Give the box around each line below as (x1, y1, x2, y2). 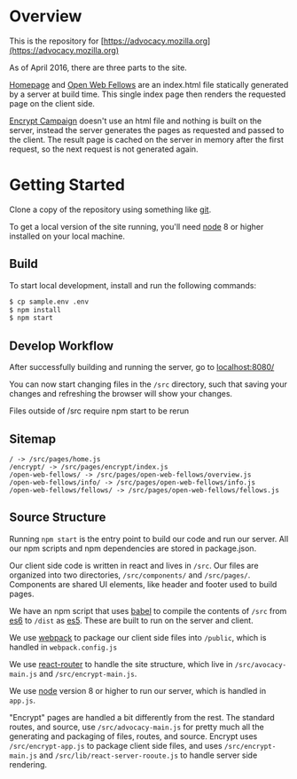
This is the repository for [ (9, 35, 105, 46)
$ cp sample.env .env (9, 297, 90, 306)
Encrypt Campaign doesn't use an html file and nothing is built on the (9, 115, 262, 126)
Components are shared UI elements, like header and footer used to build (9, 578, 277, 589)
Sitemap (9, 431, 57, 446)
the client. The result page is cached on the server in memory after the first (9, 134, 284, 145)
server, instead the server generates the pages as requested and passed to (9, 124, 285, 135)
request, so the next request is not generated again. (9, 144, 199, 154)
